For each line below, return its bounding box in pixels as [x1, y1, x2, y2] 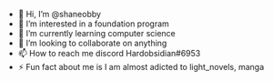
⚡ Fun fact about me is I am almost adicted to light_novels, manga [17, 62, 265, 72]
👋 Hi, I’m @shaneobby [17, 9, 102, 19]
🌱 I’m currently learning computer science [17, 28, 176, 38]
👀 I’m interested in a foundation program [17, 18, 170, 29]
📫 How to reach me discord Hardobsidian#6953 [17, 48, 201, 58]
